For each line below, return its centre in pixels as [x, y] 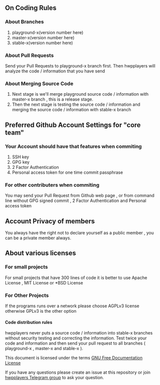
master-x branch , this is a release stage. [52, 100]
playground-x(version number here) [48, 32]
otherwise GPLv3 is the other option [41, 311]
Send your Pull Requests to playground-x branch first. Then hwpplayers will [80, 66]
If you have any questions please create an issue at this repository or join [78, 372]
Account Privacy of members [50, 221]
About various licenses [41, 253]
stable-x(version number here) [43, 43]
